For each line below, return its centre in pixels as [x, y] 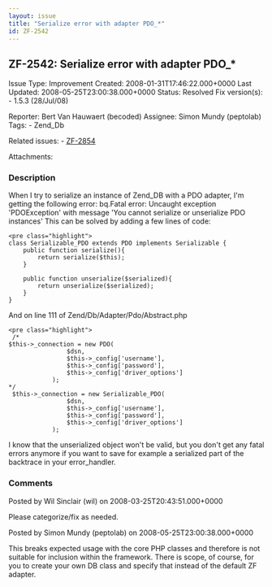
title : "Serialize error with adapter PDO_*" [86, 24]
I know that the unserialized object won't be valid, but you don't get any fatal [136, 445]
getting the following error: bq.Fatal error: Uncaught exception [112, 204]
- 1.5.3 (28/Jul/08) [39, 101]
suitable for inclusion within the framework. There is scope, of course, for [131, 557]
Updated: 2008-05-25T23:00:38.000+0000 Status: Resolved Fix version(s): [136, 92]
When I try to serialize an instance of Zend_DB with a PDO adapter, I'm [126, 195]
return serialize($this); [82, 258]
